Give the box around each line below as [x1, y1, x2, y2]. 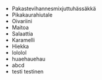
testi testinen [11, 68, 44, 75]
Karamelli [11, 37, 35, 43]
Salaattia [11, 30, 34, 37]
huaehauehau [11, 56, 46, 62]
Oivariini [11, 18, 33, 24]
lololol [11, 49, 27, 56]
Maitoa [11, 24, 29, 31]
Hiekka [11, 43, 29, 50]
